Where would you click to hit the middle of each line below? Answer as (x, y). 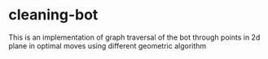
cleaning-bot (53, 15)
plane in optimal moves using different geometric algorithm (108, 45)
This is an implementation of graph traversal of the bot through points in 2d (134, 37)
